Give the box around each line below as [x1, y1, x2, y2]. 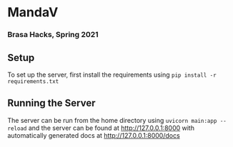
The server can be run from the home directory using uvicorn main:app [7, 116, 217, 124]
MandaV [7, 4, 59, 21]
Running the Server [7, 97, 96, 109]
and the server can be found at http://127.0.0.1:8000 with [28, 124, 195, 132]
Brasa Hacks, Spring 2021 [7, 30, 99, 40]
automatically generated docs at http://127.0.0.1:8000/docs [7, 131, 180, 139]
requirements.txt [7, 77, 59, 85]
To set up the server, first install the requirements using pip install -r [7, 70, 217, 79]
